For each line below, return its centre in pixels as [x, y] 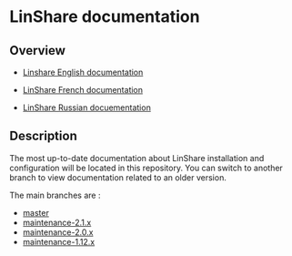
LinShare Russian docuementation [87, 108]
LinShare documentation [105, 17]
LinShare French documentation [83, 90]
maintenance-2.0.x [58, 232]
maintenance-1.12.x [59, 241]
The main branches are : [55, 195]
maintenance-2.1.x [57, 222]
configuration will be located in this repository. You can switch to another [146, 168]
